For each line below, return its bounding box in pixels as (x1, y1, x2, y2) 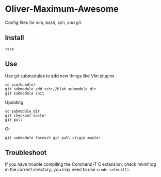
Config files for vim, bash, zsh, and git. (5, 20, 82, 25)
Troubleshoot (5, 148, 47, 157)
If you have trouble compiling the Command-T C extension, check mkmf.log (5, 161, 156, 167)
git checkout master (5, 113, 47, 118)
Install (5, 34, 24, 42)
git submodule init (5, 91, 45, 96)
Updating (5, 99, 24, 105)
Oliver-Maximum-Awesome (5, 3, 119, 15)
